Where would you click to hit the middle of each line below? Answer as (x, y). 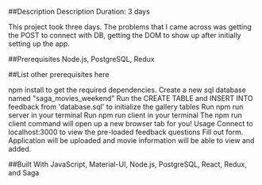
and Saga (24, 173)
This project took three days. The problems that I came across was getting (130, 27)
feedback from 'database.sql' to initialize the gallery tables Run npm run (126, 107)
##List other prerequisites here (59, 74)
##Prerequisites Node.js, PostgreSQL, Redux (81, 59)
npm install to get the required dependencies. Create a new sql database (127, 90)
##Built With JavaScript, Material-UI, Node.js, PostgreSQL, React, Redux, (128, 164)
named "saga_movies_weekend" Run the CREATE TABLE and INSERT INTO (131, 98)
